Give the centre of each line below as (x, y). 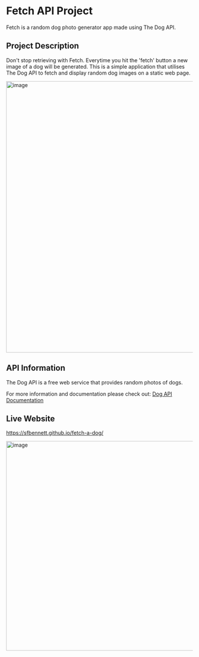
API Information (36, 368)
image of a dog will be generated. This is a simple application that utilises (95, 66)
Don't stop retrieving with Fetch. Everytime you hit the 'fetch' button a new (97, 60)
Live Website (31, 419)
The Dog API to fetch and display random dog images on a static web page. (98, 73)
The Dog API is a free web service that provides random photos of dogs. (94, 382)
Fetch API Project (49, 11)
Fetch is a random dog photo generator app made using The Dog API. (91, 27)
